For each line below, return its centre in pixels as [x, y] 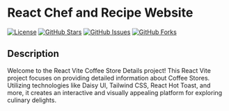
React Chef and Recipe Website [100, 13]
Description [33, 54]
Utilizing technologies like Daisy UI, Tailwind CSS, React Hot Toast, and [109, 85]
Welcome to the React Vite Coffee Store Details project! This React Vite [109, 70]
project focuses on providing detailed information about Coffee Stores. [109, 78]
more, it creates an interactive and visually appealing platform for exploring [115, 92]
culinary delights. [32, 100]
